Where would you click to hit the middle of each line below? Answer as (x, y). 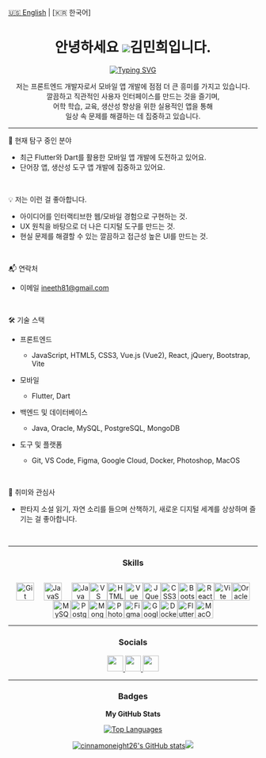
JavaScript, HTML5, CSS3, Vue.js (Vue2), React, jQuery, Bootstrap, (141, 355)
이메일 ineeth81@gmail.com (64, 287)
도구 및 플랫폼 (41, 444)
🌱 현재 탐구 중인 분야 (40, 140)
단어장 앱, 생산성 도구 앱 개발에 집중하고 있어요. (93, 167)
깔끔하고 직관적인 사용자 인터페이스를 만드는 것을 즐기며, (133, 96)
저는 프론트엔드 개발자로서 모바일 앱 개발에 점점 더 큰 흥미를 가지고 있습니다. (133, 86)
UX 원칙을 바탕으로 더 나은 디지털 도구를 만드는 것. (97, 226)
